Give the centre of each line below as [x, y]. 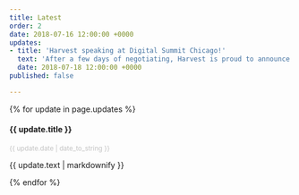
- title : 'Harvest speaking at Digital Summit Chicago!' [118, 51]
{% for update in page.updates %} [73, 109]
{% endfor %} [35, 182]
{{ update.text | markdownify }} [67, 165]
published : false [42, 76]
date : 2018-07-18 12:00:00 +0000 [80, 68]
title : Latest [36, 17]
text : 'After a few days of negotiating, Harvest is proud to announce [154, 59]
